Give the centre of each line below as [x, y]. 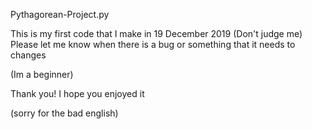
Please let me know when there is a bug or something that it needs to [153, 44]
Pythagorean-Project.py [60, 14]
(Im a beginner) [42, 74]
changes [28, 55]
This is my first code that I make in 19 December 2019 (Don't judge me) [156, 33]
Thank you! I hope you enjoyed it [77, 93]
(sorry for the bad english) [64, 113]
